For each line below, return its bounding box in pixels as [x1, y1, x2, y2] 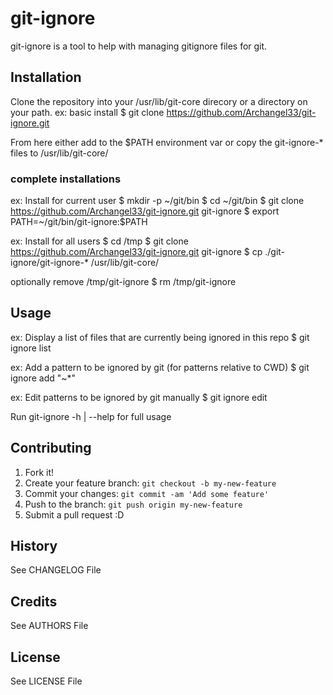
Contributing [10, 440, 92, 457]
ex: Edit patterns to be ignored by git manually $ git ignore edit [10, 391, 268, 403]
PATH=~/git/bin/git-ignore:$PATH [10, 216, 148, 228]
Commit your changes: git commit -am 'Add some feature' [24, 487, 270, 499]
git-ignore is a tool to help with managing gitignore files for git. [10, 40, 268, 52]
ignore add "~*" [10, 372, 77, 384]
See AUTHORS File [10, 620, 89, 632]
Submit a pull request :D [24, 508, 125, 521]
